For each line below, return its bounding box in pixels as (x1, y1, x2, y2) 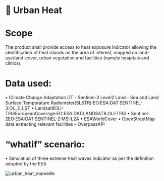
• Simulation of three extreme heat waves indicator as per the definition (5, 155, 154, 161)
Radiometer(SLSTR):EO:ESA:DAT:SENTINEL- (50, 100, 143, 106)
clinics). (5, 60, 22, 66)
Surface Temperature (5, 100, 49, 106)
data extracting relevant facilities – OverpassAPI (5, 121, 105, 127)
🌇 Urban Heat (5, 5, 62, 16)
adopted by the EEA (5, 161, 47, 166)
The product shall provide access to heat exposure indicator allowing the (5, 44, 157, 50)
